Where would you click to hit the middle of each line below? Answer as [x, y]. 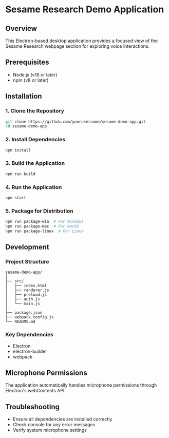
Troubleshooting [33, 407]
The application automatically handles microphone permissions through [81, 385]
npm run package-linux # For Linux [44, 231]
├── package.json [24, 313]
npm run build [21, 174]
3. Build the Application [35, 163]
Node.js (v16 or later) [35, 74]
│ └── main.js [23, 304]
